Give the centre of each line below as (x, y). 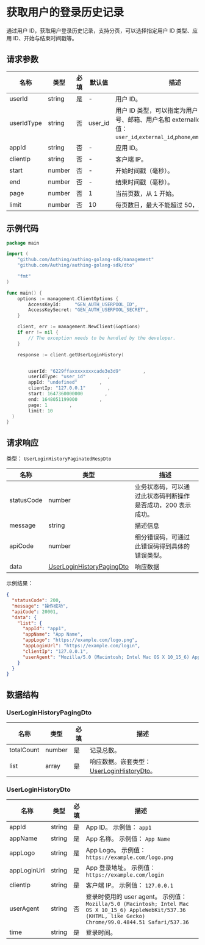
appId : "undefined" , (65, 383)
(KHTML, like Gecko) (115, 916)
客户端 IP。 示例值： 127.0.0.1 (130, 885)
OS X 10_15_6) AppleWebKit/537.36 (136, 910)
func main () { (24, 293)
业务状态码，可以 (159, 487)
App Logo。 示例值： (116, 850)
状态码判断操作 (168, 496)
